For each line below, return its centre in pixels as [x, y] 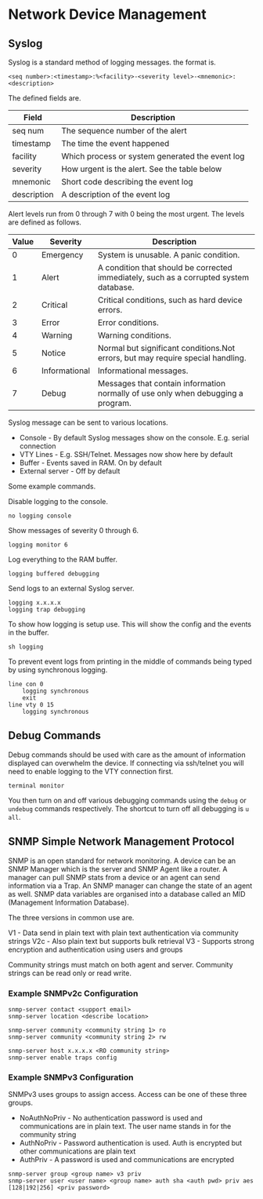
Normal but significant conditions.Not [166, 348]
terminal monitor [36, 786]
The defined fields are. [45, 98]
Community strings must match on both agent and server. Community [121, 964]
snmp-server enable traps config [63, 1058]
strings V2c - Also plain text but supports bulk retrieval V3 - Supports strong [131, 941]
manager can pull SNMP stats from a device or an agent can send [114, 877]
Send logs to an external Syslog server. [71, 588]
